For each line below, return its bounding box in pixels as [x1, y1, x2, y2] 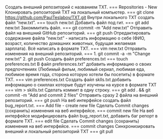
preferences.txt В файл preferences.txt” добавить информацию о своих [5, 61, 152, 67]
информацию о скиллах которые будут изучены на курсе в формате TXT [5, 82, 157, 87]
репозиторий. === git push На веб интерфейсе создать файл [5, 98, 131, 103]
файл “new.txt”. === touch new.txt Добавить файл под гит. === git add [5, 20, 149, 25]
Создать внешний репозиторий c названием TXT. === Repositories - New [5, 4, 157, 10]
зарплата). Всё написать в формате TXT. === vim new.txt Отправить [5, 46, 147, 51]
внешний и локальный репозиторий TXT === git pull [5, 129, 113, 134]
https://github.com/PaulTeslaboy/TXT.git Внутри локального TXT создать [5, 15, 155, 20]
